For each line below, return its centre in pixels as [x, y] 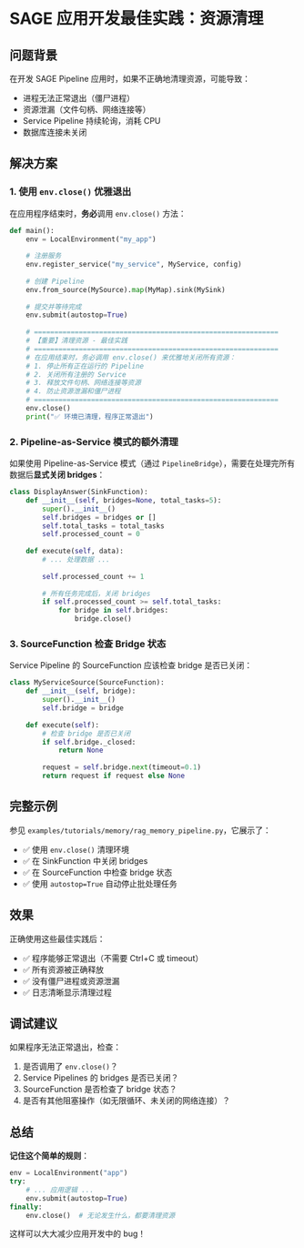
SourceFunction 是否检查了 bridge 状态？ [100, 1090]
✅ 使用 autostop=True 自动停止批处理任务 [100, 883]
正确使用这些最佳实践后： [57, 939]
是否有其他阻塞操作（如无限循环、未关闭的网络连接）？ [126, 1101]
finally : [26, 1207]
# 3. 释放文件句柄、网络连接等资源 [83, 383]
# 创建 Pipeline [55, 281]
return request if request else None [113, 776]
